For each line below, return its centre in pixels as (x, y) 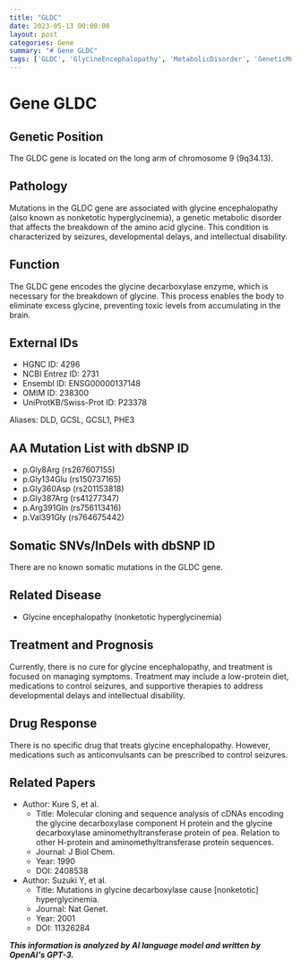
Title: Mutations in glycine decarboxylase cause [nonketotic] (147, 890)
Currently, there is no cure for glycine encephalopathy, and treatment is (141, 666)
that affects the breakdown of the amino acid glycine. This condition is (139, 227)
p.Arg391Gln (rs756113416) (72, 508)
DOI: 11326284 (63, 928)
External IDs (44, 343)
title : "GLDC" (36, 17)
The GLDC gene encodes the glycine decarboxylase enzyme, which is (139, 286)
